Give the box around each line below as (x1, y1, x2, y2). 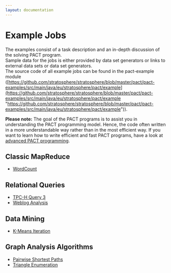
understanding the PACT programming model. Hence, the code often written (5, 121, 166, 128)
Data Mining (5, 214, 45, 223)
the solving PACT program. (5, 52, 62, 58)
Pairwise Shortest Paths (12, 256, 63, 262)
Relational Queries (5, 181, 65, 189)
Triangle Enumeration (12, 261, 58, 268)
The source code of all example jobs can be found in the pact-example (5, 68, 154, 74)
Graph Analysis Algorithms (5, 243, 93, 252)
